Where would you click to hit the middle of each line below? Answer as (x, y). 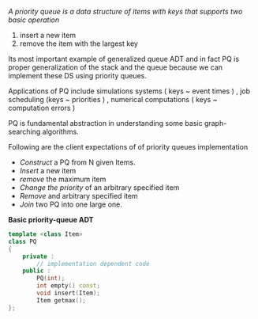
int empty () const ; (69, 286)
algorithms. (60, 131)
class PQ (22, 241)
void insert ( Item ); (69, 293)
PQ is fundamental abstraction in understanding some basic (105, 123)
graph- (215, 123)
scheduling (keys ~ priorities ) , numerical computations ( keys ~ (113, 99)
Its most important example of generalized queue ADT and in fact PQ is (123, 59)
